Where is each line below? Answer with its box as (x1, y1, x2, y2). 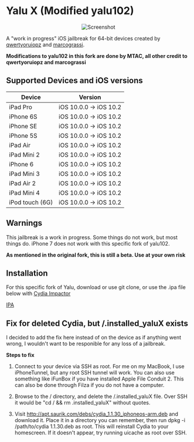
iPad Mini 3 (9, 169, 40, 178)
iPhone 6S (9, 113, 38, 121)
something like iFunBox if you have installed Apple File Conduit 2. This (14, 375, 184, 382)
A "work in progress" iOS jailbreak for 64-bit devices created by (6, 35, 161, 42)
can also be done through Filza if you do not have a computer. (14, 382, 165, 389)
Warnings (6, 218, 43, 228)
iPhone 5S (9, 131, 38, 140)
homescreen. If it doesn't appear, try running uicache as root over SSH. (14, 429, 187, 436)
